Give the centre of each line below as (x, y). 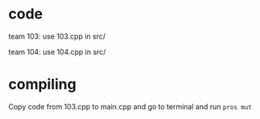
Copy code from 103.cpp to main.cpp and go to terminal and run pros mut (130, 106)
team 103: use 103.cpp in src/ (57, 36)
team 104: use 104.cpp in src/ (57, 51)
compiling (42, 84)
